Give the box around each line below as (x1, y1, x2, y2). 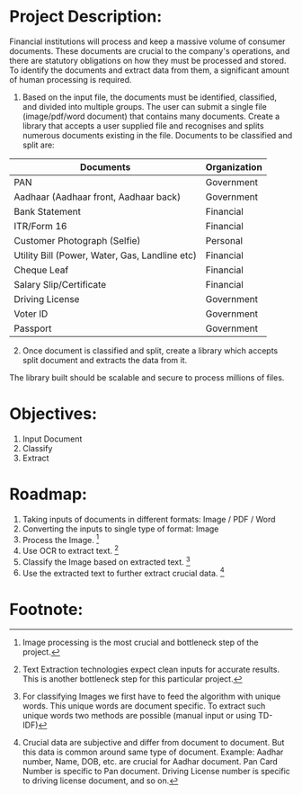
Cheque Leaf (13, 264, 69, 276)
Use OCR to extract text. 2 (22, 544, 120, 557)
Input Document (22, 433, 83, 444)
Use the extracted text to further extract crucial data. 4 (22, 566, 225, 578)
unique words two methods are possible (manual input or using (22, 710, 256, 721)
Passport (13, 322, 52, 335)
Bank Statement (13, 205, 81, 218)
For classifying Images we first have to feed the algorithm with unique (22, 691, 281, 702)
